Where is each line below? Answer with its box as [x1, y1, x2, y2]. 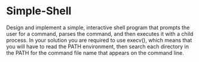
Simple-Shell [6, 4, 72, 18]
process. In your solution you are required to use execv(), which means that [6, 36, 192, 44]
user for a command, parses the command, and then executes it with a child [6, 30, 194, 37]
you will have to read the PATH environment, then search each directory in [6, 43, 189, 50]
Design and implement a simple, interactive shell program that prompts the [6, 24, 190, 31]
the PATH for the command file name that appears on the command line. [6, 49, 184, 56]
